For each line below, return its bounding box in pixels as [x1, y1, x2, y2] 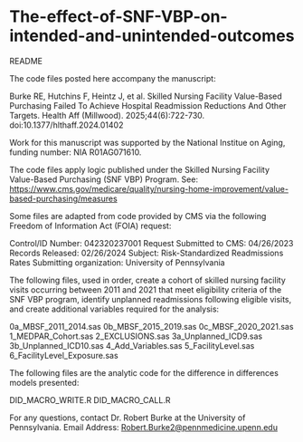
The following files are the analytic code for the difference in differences [9, 367, 279, 378]
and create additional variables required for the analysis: [9, 303, 220, 314]
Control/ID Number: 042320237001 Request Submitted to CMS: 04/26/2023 [9, 237, 294, 248]
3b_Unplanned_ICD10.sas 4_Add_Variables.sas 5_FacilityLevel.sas [9, 340, 255, 351]
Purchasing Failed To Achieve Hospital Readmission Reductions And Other [9, 100, 287, 110]
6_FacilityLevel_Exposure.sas [9, 350, 119, 360]
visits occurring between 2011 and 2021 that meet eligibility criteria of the [9, 283, 282, 295]
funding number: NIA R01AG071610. [9, 147, 142, 158]
